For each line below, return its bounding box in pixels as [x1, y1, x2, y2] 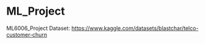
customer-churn [6, 31, 48, 38]
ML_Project [6, 4, 65, 18]
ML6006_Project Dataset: [6, 24, 70, 32]
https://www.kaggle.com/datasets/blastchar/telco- [71, 24, 199, 32]
